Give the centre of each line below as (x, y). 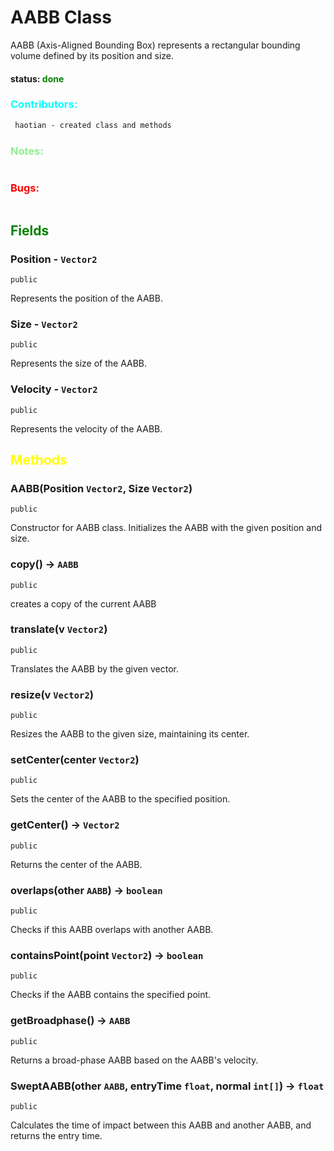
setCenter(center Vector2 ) (75, 760)
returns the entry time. (56, 1135)
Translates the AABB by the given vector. (94, 668)
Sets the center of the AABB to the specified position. (120, 799)
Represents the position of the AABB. (86, 298)
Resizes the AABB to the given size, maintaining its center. (130, 734)
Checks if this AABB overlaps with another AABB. (112, 930)
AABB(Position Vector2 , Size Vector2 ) (101, 488)
